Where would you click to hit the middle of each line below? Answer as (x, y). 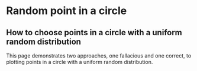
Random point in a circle (67, 11)
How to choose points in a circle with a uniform (94, 33)
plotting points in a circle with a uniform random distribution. (80, 62)
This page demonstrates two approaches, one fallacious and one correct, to (99, 56)
